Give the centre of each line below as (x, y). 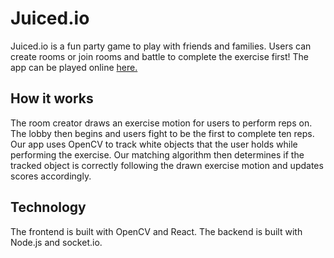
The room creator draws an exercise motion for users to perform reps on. (161, 123)
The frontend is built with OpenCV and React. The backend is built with (156, 231)
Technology (48, 207)
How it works (52, 98)
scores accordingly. (51, 176)
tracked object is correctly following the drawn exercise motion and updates (167, 165)
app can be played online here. (74, 67)
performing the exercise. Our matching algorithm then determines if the (157, 154)
